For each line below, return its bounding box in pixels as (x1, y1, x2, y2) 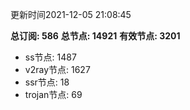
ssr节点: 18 (24, 76, 70, 88)
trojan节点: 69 (24, 89, 83, 100)
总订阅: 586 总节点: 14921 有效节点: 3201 (10, 30, 181, 42)
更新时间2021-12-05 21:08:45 (10, 9, 132, 20)
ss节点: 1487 (24, 51, 77, 63)
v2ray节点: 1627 (24, 64, 91, 75)
